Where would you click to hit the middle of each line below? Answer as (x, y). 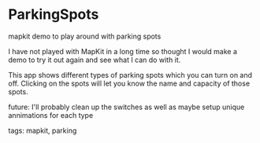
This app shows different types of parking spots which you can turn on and (130, 75)
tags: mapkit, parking (43, 130)
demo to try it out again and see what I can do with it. (95, 60)
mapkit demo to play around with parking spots (85, 36)
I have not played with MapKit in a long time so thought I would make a (123, 51)
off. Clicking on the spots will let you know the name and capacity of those (129, 83)
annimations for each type (51, 115)
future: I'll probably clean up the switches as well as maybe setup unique (126, 107)
